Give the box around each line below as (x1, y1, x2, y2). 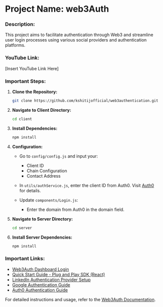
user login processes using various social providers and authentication (5, 37, 147, 43)
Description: (5, 21, 35, 28)
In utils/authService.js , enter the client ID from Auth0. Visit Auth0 (19, 182, 154, 188)
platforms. (5, 42, 26, 48)
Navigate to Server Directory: (12, 216, 73, 222)
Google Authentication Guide (12, 282, 71, 287)
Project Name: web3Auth (5, 3, 109, 15)
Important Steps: (5, 78, 46, 84)
